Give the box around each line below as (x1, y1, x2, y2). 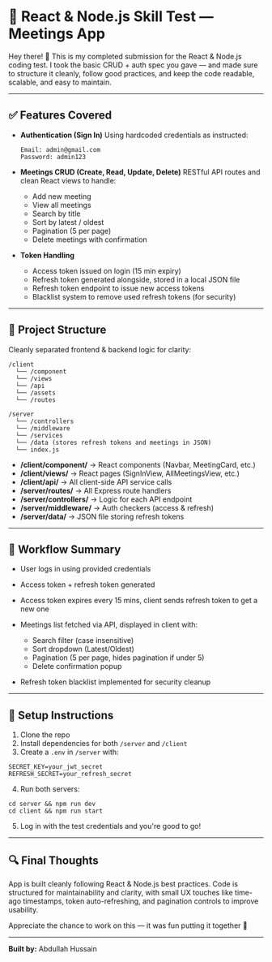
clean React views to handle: (19, 175, 117, 185)
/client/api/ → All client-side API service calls (19, 477, 172, 486)
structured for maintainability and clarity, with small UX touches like (8, 888, 233, 897)
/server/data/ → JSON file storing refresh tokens (19, 511, 185, 521)
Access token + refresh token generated (19, 580, 155, 589)
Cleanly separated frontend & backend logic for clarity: (8, 344, 192, 354)
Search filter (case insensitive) (32, 636, 134, 645)
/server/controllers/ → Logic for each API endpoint (19, 494, 193, 504)
